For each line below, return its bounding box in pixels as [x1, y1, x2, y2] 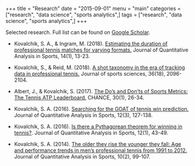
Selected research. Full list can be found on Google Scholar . [5, 29, 150, 36]
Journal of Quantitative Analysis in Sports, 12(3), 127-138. [14, 111, 153, 118]
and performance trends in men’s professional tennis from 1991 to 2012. [14, 147, 187, 154]
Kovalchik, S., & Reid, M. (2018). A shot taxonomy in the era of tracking [14, 64, 186, 71]
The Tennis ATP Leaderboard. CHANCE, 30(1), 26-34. [14, 94, 144, 101]
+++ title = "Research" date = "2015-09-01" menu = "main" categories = [5, 5, 181, 12]
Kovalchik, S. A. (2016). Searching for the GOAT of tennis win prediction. [14, 106, 189, 112]
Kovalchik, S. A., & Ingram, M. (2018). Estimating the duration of [14, 40, 168, 47]
